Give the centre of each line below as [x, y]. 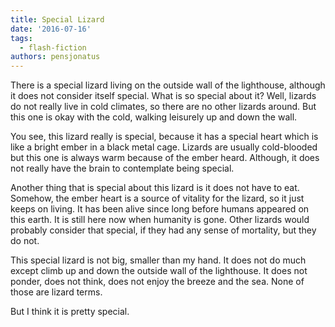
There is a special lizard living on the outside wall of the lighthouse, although [168, 85]
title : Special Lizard [57, 19]
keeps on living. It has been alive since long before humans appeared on [160, 209]
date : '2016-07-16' [51, 29]
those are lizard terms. [56, 292]
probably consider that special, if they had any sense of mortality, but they [163, 230]
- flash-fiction [53, 47]
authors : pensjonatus [55, 57]
